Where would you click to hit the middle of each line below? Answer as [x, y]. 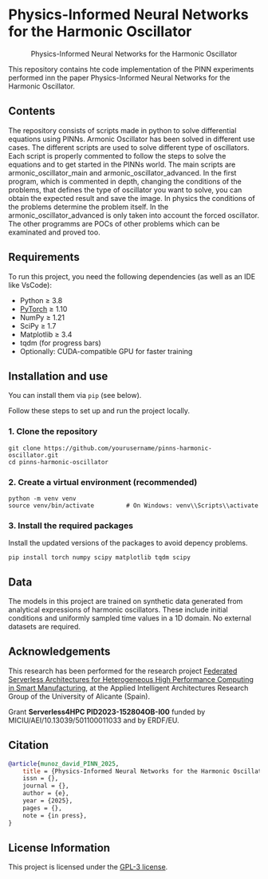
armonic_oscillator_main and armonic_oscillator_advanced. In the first [122, 172]
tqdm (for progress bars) [60, 343]
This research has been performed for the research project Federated [123, 671]
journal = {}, [46, 786]
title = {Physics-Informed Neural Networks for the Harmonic [126, 771]
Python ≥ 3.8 [41, 300]
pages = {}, [42, 808]
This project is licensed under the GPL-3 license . [88, 867]
